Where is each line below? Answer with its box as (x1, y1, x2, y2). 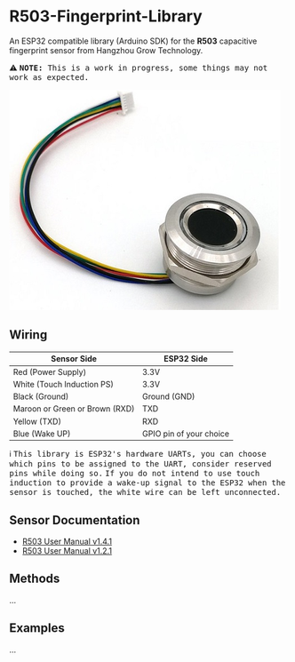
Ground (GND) (141, 391, 195, 402)
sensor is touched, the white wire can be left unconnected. (9, 487, 282, 498)
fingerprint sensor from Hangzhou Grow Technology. (9, 44, 203, 55)
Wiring (9, 327, 48, 343)
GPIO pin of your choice (141, 428, 229, 439)
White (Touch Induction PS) (12, 379, 114, 389)
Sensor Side (51, 354, 98, 364)
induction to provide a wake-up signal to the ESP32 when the (9, 478, 286, 488)
